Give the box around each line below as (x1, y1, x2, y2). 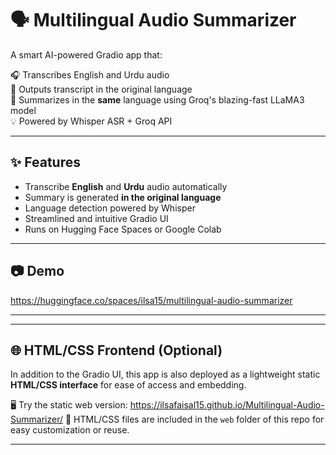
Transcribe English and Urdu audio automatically (24, 180, 228, 192)
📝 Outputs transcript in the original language (10, 83, 193, 95)
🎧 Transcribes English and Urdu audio (10, 68, 170, 81)
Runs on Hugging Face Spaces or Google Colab (24, 223, 222, 235)
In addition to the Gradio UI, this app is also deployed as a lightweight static (10, 368, 321, 381)
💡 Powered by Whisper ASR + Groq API (10, 115, 173, 127)
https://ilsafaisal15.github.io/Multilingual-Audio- (129, 399, 325, 411)
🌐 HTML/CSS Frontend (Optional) (10, 342, 223, 359)
